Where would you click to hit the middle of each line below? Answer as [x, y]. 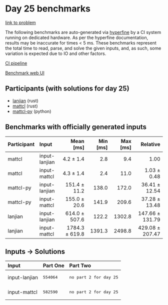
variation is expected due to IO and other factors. [56, 53]
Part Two [80, 265]
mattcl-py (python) [32, 111]
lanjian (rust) [25, 100]
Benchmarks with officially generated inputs [76, 127]
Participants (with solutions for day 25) [67, 89]
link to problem [20, 22]
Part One [53, 265]
